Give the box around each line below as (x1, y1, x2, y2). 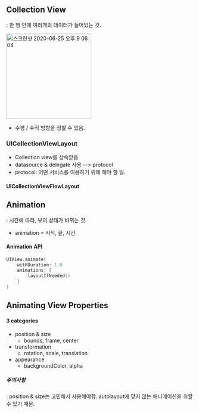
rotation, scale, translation (23, 349, 88, 356)
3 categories (6, 317, 39, 324)
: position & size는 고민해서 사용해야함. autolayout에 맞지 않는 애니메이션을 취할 (6, 393, 193, 400)
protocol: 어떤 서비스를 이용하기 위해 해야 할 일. (14, 169, 126, 176)
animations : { (17, 268, 52, 274)
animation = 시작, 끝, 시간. (14, 229, 77, 236)
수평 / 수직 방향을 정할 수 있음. (14, 124, 85, 131)
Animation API (6, 243, 43, 250)
